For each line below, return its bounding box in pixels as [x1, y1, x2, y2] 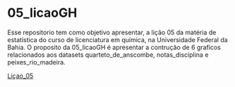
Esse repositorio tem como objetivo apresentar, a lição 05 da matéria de [7, 28, 217, 36]
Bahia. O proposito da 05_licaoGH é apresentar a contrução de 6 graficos [7, 43, 221, 51]
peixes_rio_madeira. [7, 58, 66, 66]
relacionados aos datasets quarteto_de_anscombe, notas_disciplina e [7, 51, 209, 59]
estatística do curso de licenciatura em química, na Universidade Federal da [7, 35, 228, 43]
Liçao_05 [7, 72, 34, 80]
